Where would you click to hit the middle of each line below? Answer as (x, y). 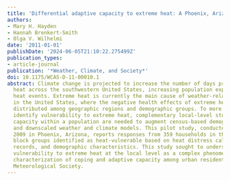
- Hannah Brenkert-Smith (42, 33)
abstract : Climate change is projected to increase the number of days (111, 83)
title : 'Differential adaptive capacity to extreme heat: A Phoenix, (108, 13)
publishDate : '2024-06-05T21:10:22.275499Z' (72, 52)
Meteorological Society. (49, 166)
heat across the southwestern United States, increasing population (113, 90)
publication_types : (35, 58)
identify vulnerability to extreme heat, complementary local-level (113, 115)
